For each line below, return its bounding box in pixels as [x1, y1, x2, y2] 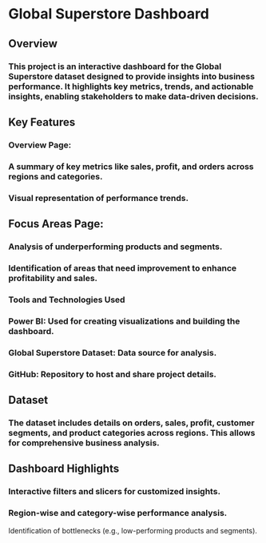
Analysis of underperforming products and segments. [8, 241, 223, 252]
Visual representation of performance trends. [8, 192, 189, 203]
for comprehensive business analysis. [8, 437, 160, 448]
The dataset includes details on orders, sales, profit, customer [8, 417, 255, 428]
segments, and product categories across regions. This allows [8, 427, 256, 438]
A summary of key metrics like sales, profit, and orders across [8, 161, 254, 172]
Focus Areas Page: [8, 217, 104, 231]
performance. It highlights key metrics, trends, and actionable [8, 81, 254, 92]
